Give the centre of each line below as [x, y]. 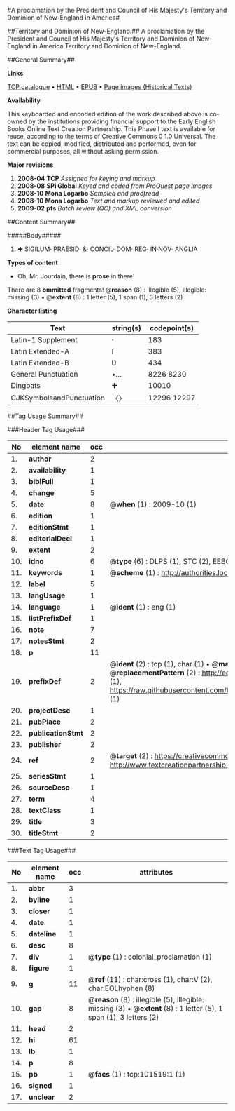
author [40, 459]
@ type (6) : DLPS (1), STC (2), [160, 561]
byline [40, 900]
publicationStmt [56, 733]
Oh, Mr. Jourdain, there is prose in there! [76, 276]
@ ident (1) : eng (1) [143, 607]
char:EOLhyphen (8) [122, 988]
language [45, 607]
